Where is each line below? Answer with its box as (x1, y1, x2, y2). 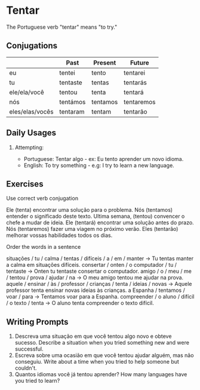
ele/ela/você (9, 88, 44, 96)
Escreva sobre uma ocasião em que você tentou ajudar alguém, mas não (14, 352, 194, 359)
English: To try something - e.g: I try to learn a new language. (23, 162, 174, 169)
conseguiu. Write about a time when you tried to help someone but (14, 358, 179, 365)
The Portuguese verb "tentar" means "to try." (6, 23, 118, 31)
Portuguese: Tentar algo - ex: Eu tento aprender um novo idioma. (23, 155, 184, 162)
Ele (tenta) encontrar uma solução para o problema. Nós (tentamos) (6, 206, 173, 214)
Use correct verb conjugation (6, 195, 79, 202)
